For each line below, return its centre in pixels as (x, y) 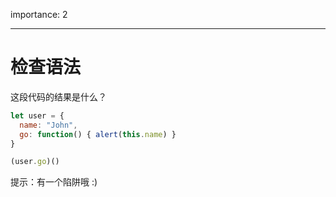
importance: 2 (39, 14)
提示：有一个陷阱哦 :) (54, 182)
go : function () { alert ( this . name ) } (98, 134)
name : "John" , (48, 125)
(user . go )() (35, 162)
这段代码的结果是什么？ (58, 96)
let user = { (37, 115)
